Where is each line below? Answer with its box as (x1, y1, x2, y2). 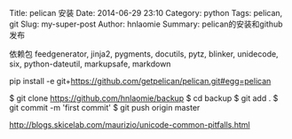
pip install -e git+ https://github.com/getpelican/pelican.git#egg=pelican (9, 76, 272, 86)
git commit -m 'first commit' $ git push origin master (9, 103, 201, 112)
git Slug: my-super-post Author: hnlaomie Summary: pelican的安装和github (9, 19, 283, 29)
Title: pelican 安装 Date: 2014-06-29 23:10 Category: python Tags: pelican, (9, 8, 283, 18)
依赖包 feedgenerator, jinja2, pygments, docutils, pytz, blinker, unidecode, (9, 49, 279, 59)
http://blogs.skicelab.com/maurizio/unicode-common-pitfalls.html (9, 120, 250, 130)
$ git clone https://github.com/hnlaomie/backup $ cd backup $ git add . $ (9, 93, 279, 104)
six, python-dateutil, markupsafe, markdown (9, 58, 171, 69)
